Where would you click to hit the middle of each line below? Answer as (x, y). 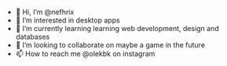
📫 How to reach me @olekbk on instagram (85, 54)
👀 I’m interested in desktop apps (68, 20)
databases (33, 36)
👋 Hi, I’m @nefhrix (45, 12)
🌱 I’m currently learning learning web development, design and (117, 28)
